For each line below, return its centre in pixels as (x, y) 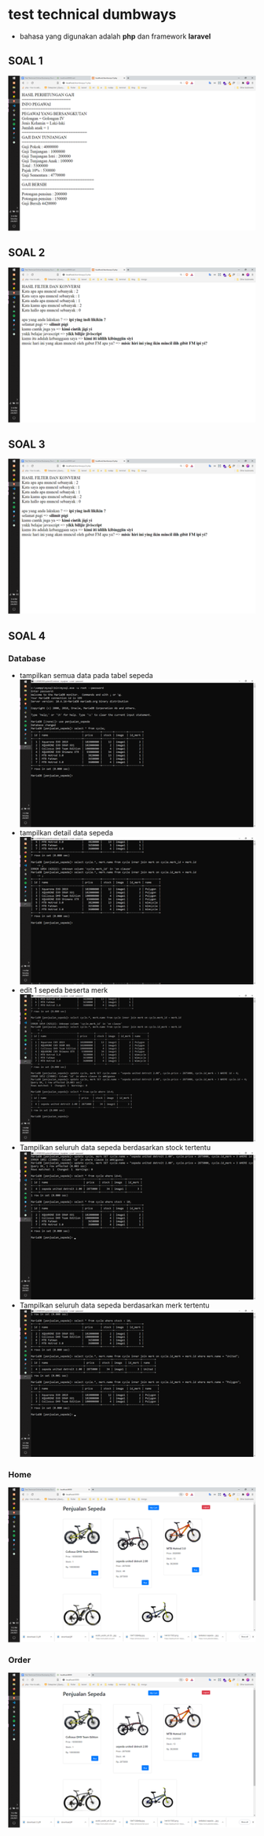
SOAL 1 (26, 61)
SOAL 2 (27, 253)
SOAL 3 (27, 444)
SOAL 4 (27, 636)
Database (27, 658)
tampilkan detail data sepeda (66, 833)
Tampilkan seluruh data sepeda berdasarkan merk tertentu (114, 1305)
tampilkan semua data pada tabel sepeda (86, 676)
